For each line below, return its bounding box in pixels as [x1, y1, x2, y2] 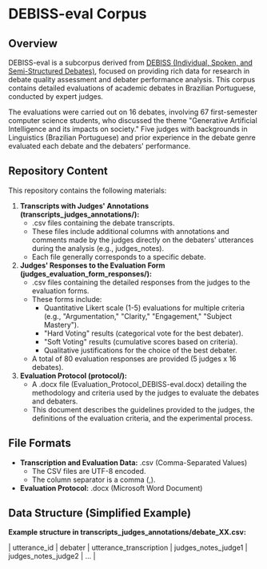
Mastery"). [43, 320, 79, 329]
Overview [8, 37, 58, 50]
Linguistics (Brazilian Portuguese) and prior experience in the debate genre [8, 133, 256, 142]
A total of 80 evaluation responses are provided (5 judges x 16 [31, 353, 237, 364]
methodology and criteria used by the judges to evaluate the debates [31, 388, 260, 397]
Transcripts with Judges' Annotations [19, 201, 149, 210]
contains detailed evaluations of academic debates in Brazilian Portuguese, [8, 83, 256, 93]
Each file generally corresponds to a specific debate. [31, 252, 206, 261]
